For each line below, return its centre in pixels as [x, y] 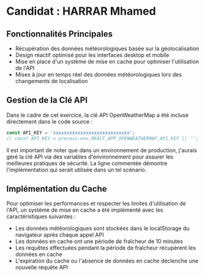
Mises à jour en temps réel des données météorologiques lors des [99, 74]
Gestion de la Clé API [47, 100]
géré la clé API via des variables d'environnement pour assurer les [90, 157]
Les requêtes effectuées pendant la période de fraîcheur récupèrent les [106, 248]
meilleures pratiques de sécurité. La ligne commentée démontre [87, 163]
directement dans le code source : [50, 121]
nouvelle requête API [42, 267]
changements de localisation [51, 81]
